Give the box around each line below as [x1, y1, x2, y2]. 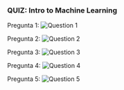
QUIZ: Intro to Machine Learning [7, 6, 118, 15]
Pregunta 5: [7, 75, 41, 83]
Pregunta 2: [7, 35, 41, 43]
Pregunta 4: [7, 62, 41, 70]
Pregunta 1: [7, 21, 39, 30]
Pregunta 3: [7, 48, 41, 57]
